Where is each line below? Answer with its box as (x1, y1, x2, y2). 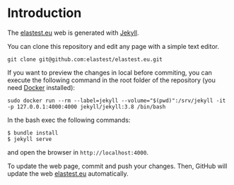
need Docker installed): (7, 83, 76, 91)
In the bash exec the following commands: (7, 116, 131, 124)
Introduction (7, 5, 82, 21)
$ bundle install (7, 129, 59, 136)
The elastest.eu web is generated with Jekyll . (7, 28, 139, 37)
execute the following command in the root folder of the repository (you (7, 76, 216, 84)
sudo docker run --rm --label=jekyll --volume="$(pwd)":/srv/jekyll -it (7, 97, 226, 104)
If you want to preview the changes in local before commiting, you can (7, 68, 212, 77)
